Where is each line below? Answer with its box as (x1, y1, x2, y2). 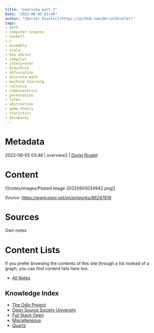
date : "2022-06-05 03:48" (5, 12, 57, 16)
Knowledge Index (5, 289, 59, 297)
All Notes (12, 275, 31, 281)
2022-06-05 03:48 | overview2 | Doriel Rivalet (5, 152, 98, 158)
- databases (5, 115, 29, 120)
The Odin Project (12, 302, 46, 308)
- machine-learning (5, 79, 45, 84)
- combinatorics (5, 88, 38, 93)
